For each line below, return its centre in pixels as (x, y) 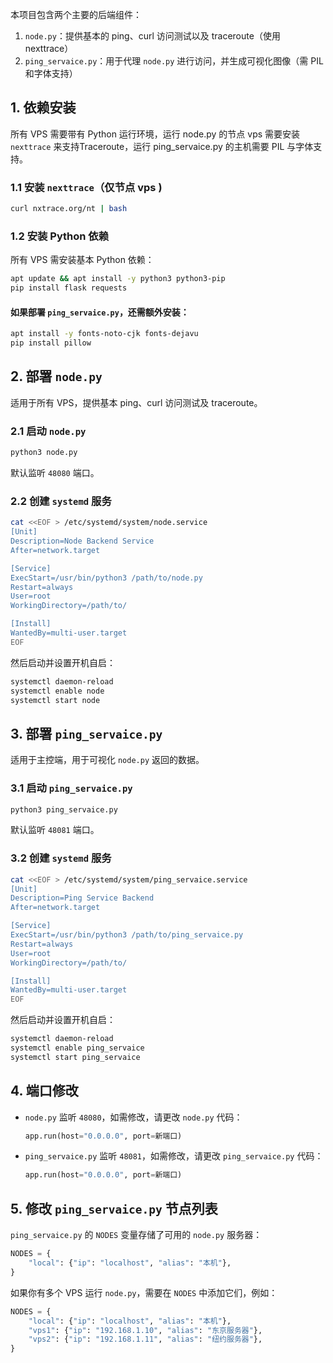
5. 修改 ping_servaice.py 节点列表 (114, 1208)
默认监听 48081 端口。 (55, 830)
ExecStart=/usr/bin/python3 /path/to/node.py (106, 578)
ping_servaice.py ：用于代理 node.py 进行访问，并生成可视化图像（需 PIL (174, 61)
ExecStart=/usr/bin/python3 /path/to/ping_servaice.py (127, 935)
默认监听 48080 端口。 (55, 472)
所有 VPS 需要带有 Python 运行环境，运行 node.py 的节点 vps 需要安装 (155, 134)
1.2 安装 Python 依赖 (60, 236)
